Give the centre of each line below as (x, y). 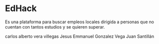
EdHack (21, 8)
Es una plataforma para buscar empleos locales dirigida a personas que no (79, 22)
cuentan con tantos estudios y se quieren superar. (55, 27)
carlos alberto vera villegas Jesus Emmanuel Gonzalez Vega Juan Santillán (80, 36)
